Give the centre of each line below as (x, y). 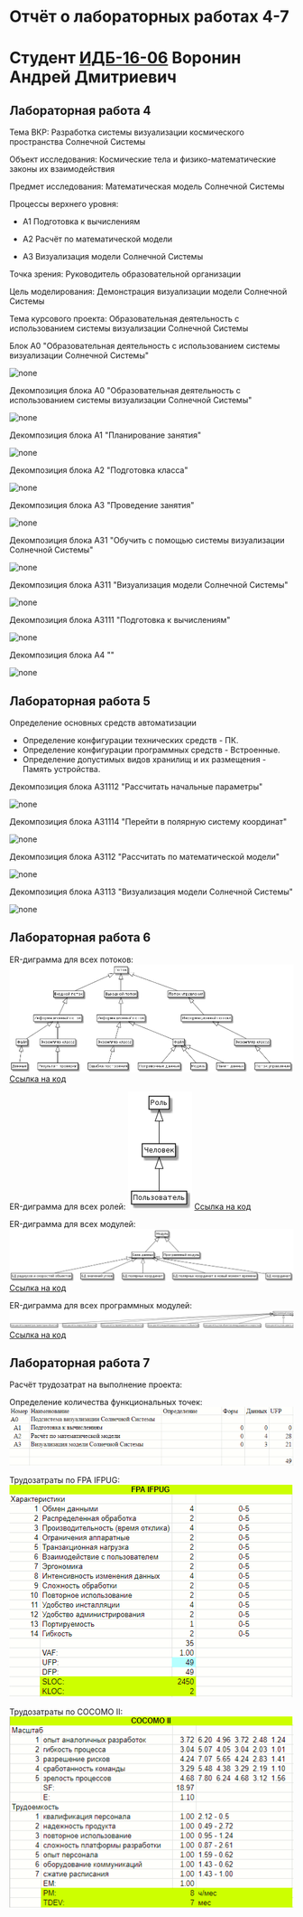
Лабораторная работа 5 (80, 701)
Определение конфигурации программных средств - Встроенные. (151, 750)
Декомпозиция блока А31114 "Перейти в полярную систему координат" (148, 822)
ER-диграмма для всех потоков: (71, 959)
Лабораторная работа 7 (80, 1363)
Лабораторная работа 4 (80, 110)
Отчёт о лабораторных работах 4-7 (149, 17)
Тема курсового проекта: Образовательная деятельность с (124, 319)
